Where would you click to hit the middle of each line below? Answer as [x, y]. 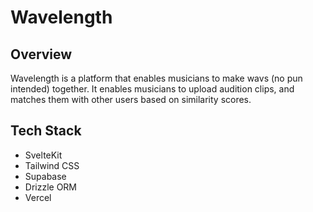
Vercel [38, 197]
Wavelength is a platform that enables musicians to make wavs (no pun [156, 78]
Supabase [45, 176]
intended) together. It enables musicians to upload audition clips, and [152, 89]
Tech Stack [46, 131]
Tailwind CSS [52, 165]
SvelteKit [43, 155]
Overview [41, 54]
